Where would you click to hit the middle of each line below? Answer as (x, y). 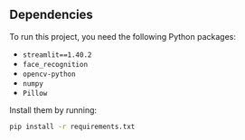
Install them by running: (53, 110)
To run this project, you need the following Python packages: (123, 36)
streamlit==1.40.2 (57, 55)
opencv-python (49, 74)
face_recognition (55, 64)
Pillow (35, 93)
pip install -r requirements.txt (72, 126)
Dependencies (51, 15)
